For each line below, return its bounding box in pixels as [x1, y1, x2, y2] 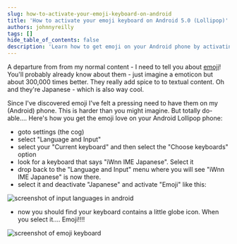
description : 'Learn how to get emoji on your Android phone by [7, 43, 200, 50]
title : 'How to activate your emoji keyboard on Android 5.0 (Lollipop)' [7, 17, 229, 24]
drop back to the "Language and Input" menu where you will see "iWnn [17, 165, 224, 173]
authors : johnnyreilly [7, 23, 74, 30]
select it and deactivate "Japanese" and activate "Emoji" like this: [17, 180, 207, 188]
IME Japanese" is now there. [17, 173, 101, 181]
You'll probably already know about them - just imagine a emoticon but [7, 70, 214, 79]
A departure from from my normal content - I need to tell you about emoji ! [7, 63, 221, 71]
